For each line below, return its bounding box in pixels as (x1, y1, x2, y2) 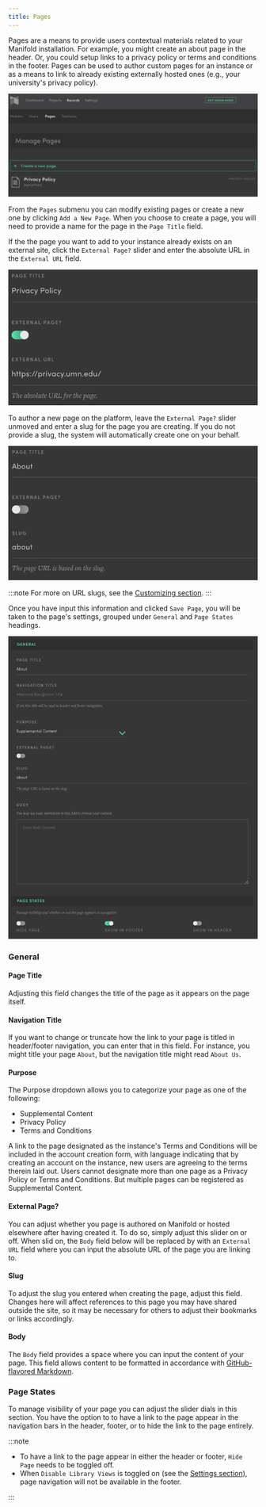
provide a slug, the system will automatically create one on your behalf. (8, 430, 241, 440)
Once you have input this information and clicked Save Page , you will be (8, 603, 241, 614)
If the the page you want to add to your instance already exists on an (8, 237, 232, 247)
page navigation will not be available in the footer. (19, 1477, 182, 1486)
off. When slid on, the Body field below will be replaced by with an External (8, 1236, 252, 1245)
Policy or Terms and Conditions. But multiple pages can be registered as (8, 1175, 244, 1184)
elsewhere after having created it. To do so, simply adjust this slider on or (8, 1227, 248, 1237)
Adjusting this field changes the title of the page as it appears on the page (8, 989, 250, 998)
